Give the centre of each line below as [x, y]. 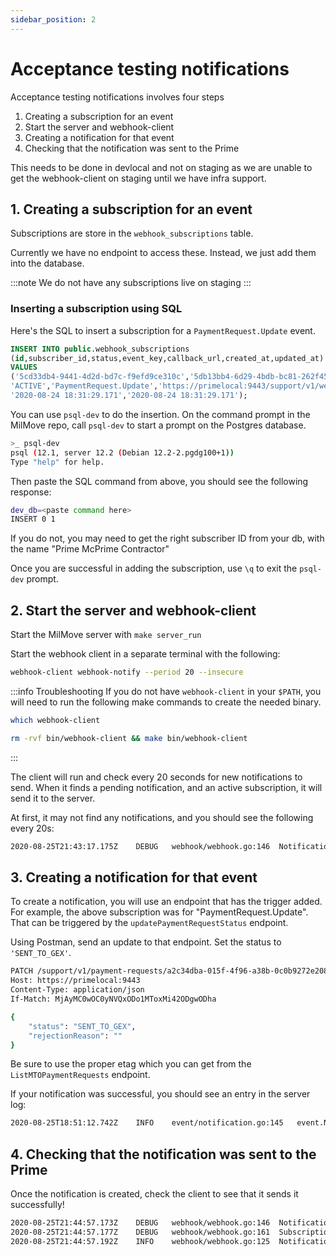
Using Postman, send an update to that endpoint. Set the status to [146, 942]
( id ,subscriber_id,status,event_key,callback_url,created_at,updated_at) [167, 358]
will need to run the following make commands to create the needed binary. [166, 702]
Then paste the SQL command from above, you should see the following [159, 481]
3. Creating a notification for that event [134, 877]
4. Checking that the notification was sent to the [163, 1154]
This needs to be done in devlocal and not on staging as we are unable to [161, 167]
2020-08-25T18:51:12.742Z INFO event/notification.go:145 [147, 1123]
